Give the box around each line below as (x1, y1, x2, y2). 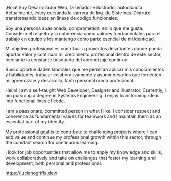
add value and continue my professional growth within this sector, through (5, 134, 162, 140)
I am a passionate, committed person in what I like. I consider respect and (5, 108, 160, 114)
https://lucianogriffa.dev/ (5, 170, 58, 176)
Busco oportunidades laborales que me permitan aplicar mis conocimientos (5, 66, 164, 72)
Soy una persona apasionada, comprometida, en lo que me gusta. (5, 25, 144, 31)
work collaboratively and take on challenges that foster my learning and (5, 155, 156, 161)
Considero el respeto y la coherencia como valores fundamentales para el (5, 31, 161, 36)
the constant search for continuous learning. (5, 140, 99, 145)
